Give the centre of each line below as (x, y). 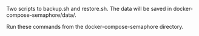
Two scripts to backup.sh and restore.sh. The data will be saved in (89, 9)
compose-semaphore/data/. (42, 15)
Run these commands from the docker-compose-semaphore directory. (95, 27)
